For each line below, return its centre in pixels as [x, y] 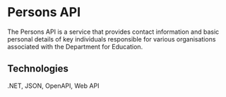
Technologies [38, 69]
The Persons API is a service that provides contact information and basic [113, 32]
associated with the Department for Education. [75, 46]
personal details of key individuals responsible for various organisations [112, 39]
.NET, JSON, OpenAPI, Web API [53, 86]
